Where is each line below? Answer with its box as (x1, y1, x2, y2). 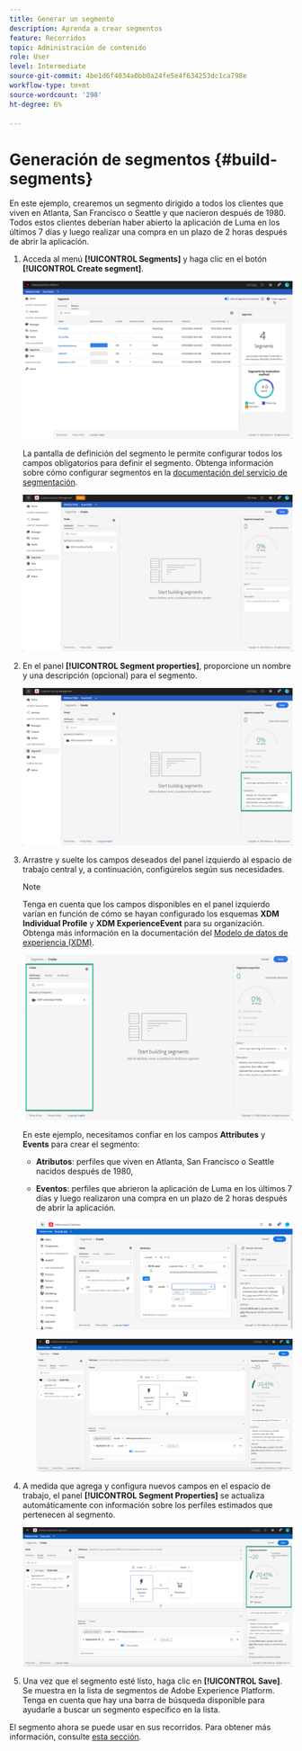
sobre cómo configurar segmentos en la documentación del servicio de (22, 467, 288, 478)
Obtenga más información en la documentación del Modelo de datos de (22, 927, 289, 938)
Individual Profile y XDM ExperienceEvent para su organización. (22, 917, 265, 928)
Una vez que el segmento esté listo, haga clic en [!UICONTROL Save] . (22, 1675, 283, 1686)
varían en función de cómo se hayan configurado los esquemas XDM (22, 908, 280, 919)
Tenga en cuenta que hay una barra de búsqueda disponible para (22, 1695, 265, 1706)
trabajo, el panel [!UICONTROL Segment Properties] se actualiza (22, 1490, 265, 1501)
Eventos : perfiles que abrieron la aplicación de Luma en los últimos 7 (35, 1183, 292, 1193)
